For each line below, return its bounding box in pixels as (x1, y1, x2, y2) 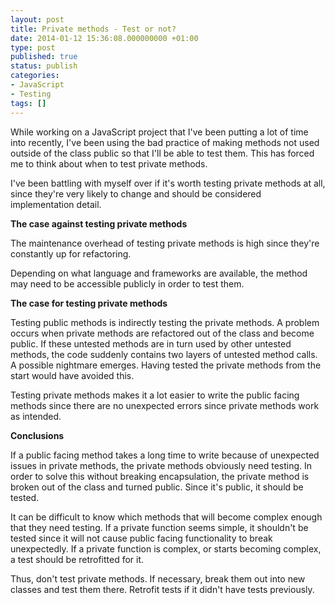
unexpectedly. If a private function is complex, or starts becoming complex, (10, 542, 322, 555)
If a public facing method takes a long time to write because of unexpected (10, 449, 320, 461)
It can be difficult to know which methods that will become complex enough (10, 511, 323, 523)
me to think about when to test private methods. (10, 157, 208, 170)
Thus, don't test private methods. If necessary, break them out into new (10, 572, 306, 585)
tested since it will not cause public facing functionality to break (10, 532, 273, 544)
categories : (10, 71, 60, 81)
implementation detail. (10, 198, 102, 210)
